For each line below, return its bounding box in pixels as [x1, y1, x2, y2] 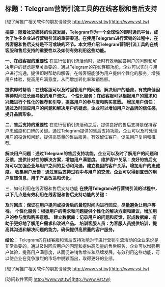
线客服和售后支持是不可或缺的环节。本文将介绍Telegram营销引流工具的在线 [5, 41, 158, 47]
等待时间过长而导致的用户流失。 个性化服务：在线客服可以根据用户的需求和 [5, 93, 157, 99]
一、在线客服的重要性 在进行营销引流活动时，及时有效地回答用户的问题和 [5, 58, 153, 64]
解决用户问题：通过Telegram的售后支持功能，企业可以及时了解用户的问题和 [5, 150, 158, 156]
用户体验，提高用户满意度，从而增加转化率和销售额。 [5, 76, 113, 82]
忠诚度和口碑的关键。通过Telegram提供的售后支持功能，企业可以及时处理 [9, 128, 158, 133]
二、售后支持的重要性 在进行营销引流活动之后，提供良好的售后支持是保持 [5, 122, 153, 128]
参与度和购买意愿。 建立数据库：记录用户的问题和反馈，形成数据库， [13, 214, 153, 220]
